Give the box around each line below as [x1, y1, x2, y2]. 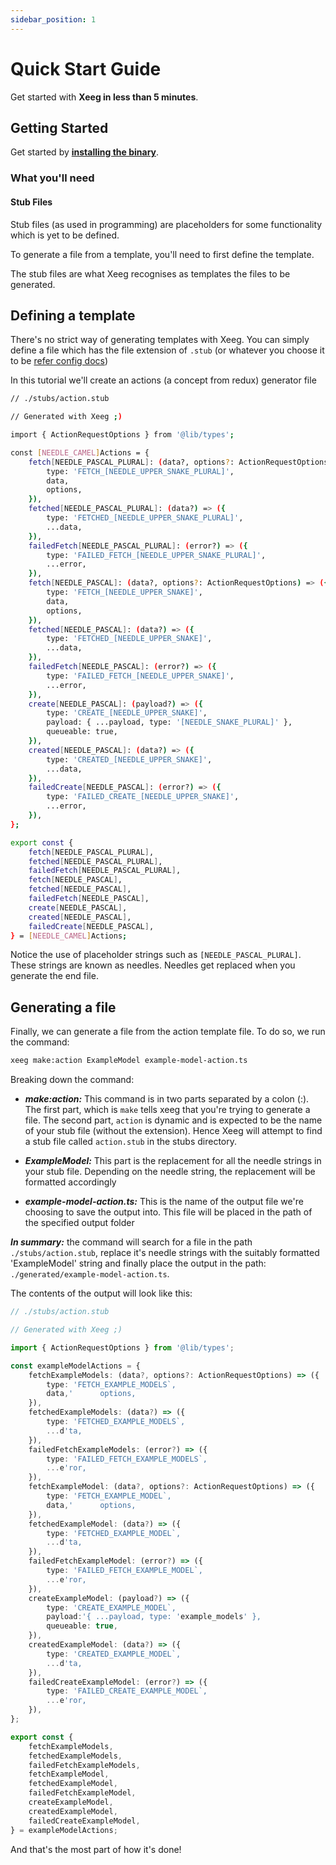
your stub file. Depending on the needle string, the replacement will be [24, 1166, 316, 1178]
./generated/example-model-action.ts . [10, 1268, 170, 1280]
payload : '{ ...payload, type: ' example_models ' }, [46, 1612, 262, 1622]
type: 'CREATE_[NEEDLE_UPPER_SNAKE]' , [46, 708, 208, 718]
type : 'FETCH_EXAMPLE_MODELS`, [46, 1379, 177, 1390]
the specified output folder [24, 1217, 135, 1229]
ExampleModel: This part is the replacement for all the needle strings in [24, 1155, 322, 1167]
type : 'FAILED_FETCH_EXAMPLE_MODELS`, [46, 1454, 208, 1464]
